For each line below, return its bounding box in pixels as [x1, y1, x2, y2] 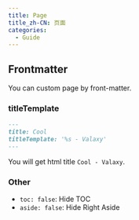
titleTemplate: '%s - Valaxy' [8, 135, 108, 144]
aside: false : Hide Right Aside [19, 203, 120, 212]
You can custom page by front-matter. [8, 83, 132, 93]
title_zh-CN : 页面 [8, 19, 66, 27]
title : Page [8, 11, 47, 20]
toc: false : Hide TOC [19, 194, 91, 204]
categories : [8, 26, 47, 34]
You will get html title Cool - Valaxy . [8, 156, 126, 166]
